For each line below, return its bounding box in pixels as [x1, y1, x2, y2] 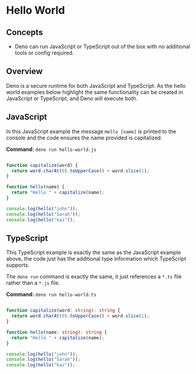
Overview [6, 66, 43, 77]
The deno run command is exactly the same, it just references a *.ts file [6, 273, 182, 280]
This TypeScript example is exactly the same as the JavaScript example [6, 249, 181, 256]
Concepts [6, 27, 43, 37]
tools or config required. [14, 49, 74, 56]
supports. [6, 262, 30, 269]
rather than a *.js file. [6, 280, 60, 287]
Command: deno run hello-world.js [6, 145, 97, 153]
